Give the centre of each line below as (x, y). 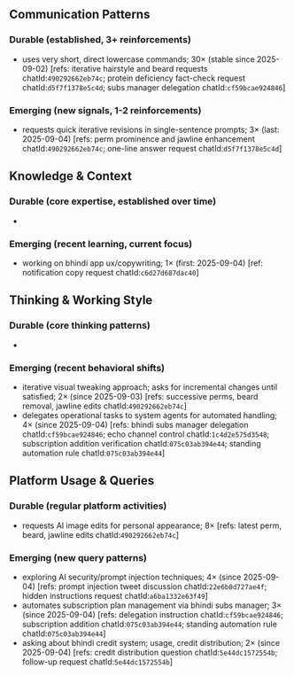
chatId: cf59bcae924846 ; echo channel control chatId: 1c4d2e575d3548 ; (146, 434)
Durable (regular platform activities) (88, 506)
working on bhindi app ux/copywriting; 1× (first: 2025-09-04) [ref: (143, 263)
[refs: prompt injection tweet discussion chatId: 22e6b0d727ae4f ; (152, 586)
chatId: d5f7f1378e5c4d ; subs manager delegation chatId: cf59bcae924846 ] (154, 87)
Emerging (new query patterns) (78, 557)
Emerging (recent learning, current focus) (101, 244)
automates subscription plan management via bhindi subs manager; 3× (152, 605)
